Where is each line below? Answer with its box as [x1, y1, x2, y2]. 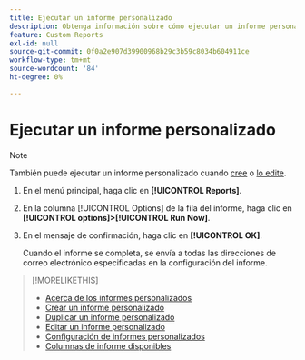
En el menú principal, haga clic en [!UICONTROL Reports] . [22, 185, 242, 195]
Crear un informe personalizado [44, 302, 165, 313]
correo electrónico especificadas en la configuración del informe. [22, 256, 268, 268]
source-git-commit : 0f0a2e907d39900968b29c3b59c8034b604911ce [9, 47, 250, 56]
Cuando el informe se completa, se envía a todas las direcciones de [22, 247, 277, 258]
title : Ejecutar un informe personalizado [9, 13, 172, 23]
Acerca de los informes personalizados [44, 292, 192, 303]
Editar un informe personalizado [44, 321, 166, 332]
